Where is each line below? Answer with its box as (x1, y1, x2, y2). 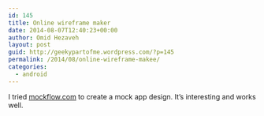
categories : (8, 63, 47, 71)
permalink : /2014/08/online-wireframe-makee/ (8, 56, 160, 64)
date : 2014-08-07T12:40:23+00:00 (8, 26, 118, 34)
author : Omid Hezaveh (8, 33, 80, 42)
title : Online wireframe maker (8, 19, 111, 27)
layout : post (8, 41, 51, 49)
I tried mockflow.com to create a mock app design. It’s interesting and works (8, 92, 256, 101)
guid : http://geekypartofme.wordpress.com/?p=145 (8, 48, 175, 56)
